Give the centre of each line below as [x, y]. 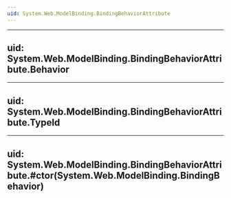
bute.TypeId [34, 122]
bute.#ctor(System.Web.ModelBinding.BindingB [113, 176]
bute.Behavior [38, 70]
